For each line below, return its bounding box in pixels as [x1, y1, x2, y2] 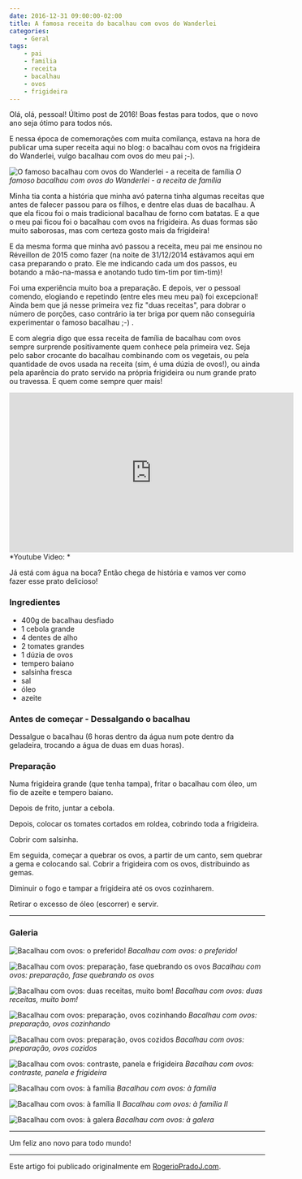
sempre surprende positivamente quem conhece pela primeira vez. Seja [9, 342, 251, 352]
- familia [24, 58, 58, 66]
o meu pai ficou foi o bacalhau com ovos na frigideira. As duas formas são [9, 217, 258, 227]
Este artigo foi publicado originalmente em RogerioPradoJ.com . [9, 1161, 222, 1171]
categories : [9, 27, 50, 35]
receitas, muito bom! [9, 994, 78, 1004]
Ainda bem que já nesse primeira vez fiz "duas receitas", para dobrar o [9, 300, 247, 310]
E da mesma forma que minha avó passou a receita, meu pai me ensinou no [9, 241, 263, 252]
